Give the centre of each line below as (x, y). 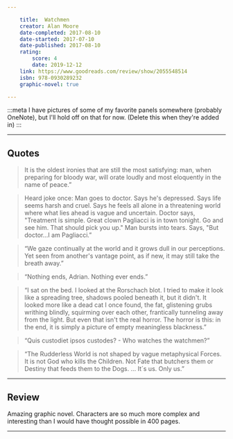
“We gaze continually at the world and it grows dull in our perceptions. (124, 249)
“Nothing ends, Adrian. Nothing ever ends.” (86, 277)
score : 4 (45, 59)
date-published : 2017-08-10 (60, 46)
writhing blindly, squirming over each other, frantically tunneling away (123, 313)
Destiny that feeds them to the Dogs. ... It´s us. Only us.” (104, 369)
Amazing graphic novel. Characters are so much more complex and (103, 414)
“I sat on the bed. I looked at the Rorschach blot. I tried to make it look (124, 290)
